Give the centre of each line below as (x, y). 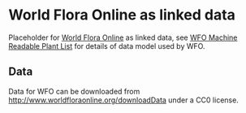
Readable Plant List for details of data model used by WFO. (107, 46)
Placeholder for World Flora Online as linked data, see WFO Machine (123, 37)
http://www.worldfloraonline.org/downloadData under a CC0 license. (124, 100)
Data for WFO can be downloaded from (74, 91)
